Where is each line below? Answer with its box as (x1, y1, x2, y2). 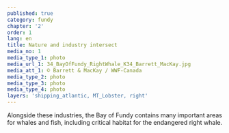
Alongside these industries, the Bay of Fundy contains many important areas (7, 111, 222, 119)
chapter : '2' (7, 23, 44, 29)
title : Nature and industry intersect (7, 42, 118, 48)
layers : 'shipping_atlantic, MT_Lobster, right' (7, 93, 148, 100)
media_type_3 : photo (7, 80, 66, 87)
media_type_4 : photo (7, 86, 66, 93)
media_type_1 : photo (7, 55, 66, 61)
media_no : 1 (7, 48, 41, 55)
